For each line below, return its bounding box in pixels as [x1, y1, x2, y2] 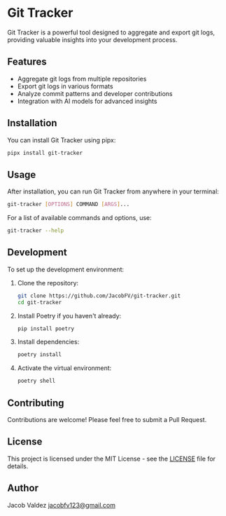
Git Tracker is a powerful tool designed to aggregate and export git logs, [7, 28, 216, 36]
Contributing [7, 397, 64, 409]
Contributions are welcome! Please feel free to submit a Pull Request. [7, 416, 207, 423]
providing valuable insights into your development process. [7, 35, 178, 43]
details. [7, 461, 29, 470]
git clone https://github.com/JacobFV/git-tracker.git [17, 292, 181, 299]
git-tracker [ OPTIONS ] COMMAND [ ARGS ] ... [7, 201, 130, 208]
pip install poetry [17, 325, 75, 332]
